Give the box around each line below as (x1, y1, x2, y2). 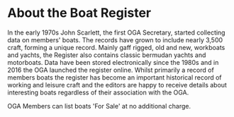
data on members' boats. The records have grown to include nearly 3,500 (7, 35, 223, 44)
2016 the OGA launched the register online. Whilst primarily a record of (7, 66, 214, 74)
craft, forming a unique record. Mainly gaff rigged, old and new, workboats (7, 43, 225, 51)
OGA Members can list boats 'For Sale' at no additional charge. (7, 101, 191, 110)
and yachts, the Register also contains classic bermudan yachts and (7, 51, 206, 59)
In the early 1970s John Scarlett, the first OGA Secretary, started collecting (7, 28, 225, 37)
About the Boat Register (7, 5, 151, 21)
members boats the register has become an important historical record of (7, 73, 222, 82)
